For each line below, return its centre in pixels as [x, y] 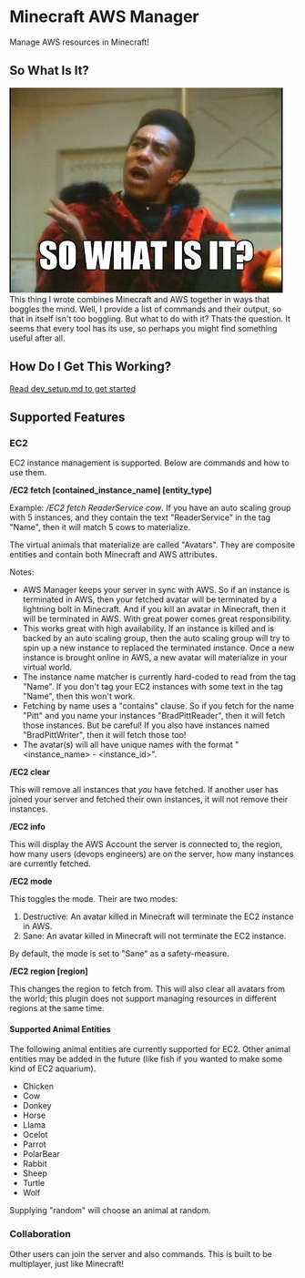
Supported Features [67, 417]
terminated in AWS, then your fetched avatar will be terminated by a [150, 599]
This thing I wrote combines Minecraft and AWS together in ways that [140, 299]
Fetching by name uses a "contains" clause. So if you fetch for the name [158, 706]
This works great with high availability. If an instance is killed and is [148, 629]
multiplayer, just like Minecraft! [67, 1263]
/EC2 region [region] [49, 971]
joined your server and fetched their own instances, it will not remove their [149, 800]
